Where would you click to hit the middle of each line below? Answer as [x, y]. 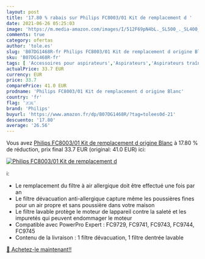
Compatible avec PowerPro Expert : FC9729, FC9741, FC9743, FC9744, [105, 225]
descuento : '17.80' [31, 120]
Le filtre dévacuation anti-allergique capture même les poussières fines [105, 199]
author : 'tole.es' [30, 46]
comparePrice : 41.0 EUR [37, 86]
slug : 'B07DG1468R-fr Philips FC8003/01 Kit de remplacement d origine [99, 52]
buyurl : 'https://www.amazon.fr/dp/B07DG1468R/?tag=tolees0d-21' [91, 114]
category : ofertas [30, 40]
